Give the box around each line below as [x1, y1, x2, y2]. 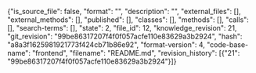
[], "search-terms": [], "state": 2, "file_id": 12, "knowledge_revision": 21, [7, 24, 237, 32]
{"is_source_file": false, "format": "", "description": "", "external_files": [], [7, 7, 241, 16]
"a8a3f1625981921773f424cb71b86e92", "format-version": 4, [7, 40, 205, 49]
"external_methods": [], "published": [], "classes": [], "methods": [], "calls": [7, 15, 250, 24]
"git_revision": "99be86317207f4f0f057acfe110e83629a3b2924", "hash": [7, 31, 243, 41]
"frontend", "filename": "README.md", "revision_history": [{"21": [31, 49, 240, 57]
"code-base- [206, 40, 248, 49]
